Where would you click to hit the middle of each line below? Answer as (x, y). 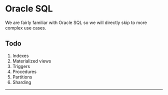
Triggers (21, 66)
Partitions (22, 77)
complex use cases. (26, 27)
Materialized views (32, 61)
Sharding (22, 82)
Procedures (24, 71)
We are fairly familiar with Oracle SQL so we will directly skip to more (76, 22)
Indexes (20, 55)
